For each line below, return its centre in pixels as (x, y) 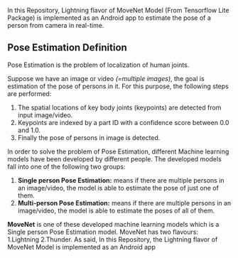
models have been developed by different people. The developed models (114, 158)
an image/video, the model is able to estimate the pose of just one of (118, 188)
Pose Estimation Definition (67, 48)
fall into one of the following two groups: (66, 166)
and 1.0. (29, 130)
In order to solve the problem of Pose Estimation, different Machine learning (118, 151)
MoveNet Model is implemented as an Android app (82, 247)
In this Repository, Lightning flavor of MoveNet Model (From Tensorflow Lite (118, 10)
